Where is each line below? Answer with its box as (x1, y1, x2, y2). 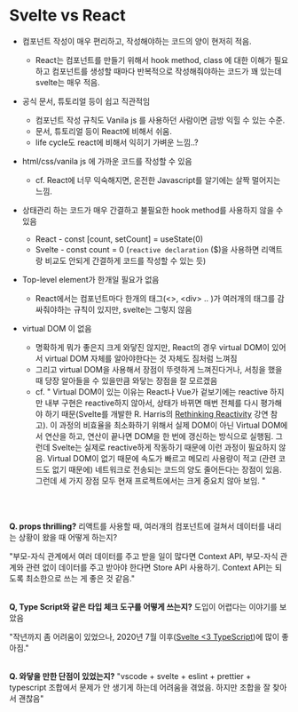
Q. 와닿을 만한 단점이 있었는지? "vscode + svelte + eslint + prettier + (9, 670, 251, 681)
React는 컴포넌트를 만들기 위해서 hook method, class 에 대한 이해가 (35, 54, 272, 65)
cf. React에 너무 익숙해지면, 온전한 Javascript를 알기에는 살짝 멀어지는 (35, 174, 281, 185)
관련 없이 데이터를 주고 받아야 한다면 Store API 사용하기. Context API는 (25, 562, 273, 572)
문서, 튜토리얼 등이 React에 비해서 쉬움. (35, 125, 173, 136)
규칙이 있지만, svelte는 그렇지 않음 (73, 304, 192, 315)
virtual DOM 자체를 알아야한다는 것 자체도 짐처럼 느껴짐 (44, 353, 238, 364)
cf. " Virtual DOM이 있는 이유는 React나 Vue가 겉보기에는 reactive (35, 386, 269, 396)
